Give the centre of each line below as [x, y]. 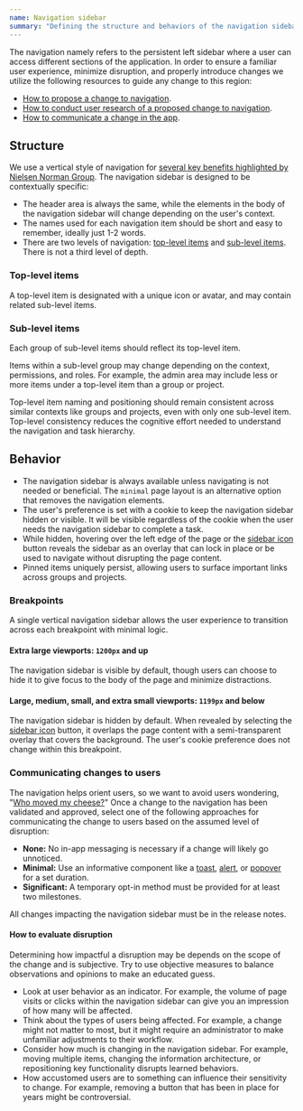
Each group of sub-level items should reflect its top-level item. [125, 348]
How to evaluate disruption [61, 935]
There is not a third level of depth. [85, 252]
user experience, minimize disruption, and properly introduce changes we [147, 71]
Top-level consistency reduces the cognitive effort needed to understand [145, 421]
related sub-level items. [53, 304]
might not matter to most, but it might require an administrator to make [153, 1030]
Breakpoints [37, 600]
